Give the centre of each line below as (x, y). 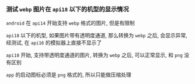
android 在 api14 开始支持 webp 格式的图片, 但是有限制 (71, 23)
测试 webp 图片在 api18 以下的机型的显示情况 (68, 9)
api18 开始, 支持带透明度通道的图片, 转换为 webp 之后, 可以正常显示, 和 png (94, 55)
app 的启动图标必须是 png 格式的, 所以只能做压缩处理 (69, 75)
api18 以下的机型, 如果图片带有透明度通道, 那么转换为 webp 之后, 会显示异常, (97, 36)
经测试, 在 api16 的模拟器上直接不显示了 (54, 43)
